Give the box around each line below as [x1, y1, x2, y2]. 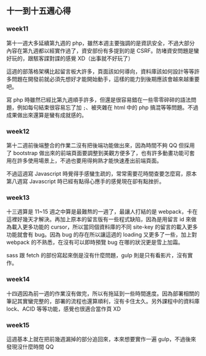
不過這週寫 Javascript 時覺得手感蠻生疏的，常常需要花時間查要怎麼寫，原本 [6, 170, 197, 177]
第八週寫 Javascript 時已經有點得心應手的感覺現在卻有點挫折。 [6, 177, 165, 185]
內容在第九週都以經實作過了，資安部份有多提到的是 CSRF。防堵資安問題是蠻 [6, 47, 199, 54]
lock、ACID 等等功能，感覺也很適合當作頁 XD [6, 305, 121, 312]
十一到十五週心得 [6, 6, 71, 17]
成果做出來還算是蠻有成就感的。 [6, 111, 87, 118]
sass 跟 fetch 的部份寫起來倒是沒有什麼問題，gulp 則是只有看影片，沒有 [6, 252, 188, 259]
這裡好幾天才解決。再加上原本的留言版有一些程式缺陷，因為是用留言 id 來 [6, 216, 191, 223]
